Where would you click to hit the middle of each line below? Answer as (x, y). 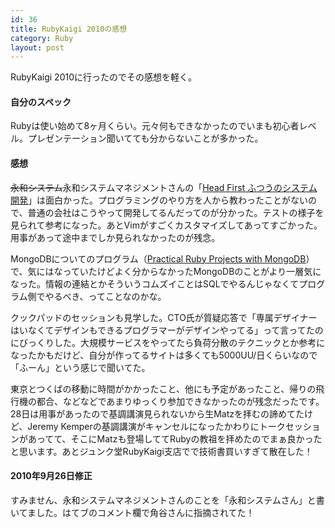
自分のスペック (41, 102)
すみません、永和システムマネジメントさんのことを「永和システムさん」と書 (167, 500)
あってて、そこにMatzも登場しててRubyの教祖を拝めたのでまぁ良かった (175, 438)
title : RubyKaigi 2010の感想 (69, 29)
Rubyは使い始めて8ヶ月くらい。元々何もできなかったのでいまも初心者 (155, 126)
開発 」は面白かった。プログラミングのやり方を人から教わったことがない (159, 200)
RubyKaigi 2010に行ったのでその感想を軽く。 (103, 77)
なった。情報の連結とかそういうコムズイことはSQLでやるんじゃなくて (155, 283)
